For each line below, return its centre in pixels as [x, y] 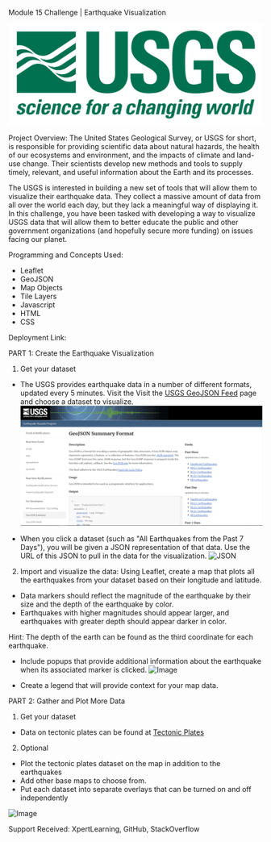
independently [44, 798]
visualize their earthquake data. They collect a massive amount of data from [134, 197]
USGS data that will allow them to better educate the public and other [123, 223]
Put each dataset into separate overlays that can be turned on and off [135, 789]
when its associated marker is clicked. [83, 669]
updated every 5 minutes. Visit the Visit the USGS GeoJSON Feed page [138, 393]
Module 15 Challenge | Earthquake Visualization [88, 13]
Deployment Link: [38, 338]
